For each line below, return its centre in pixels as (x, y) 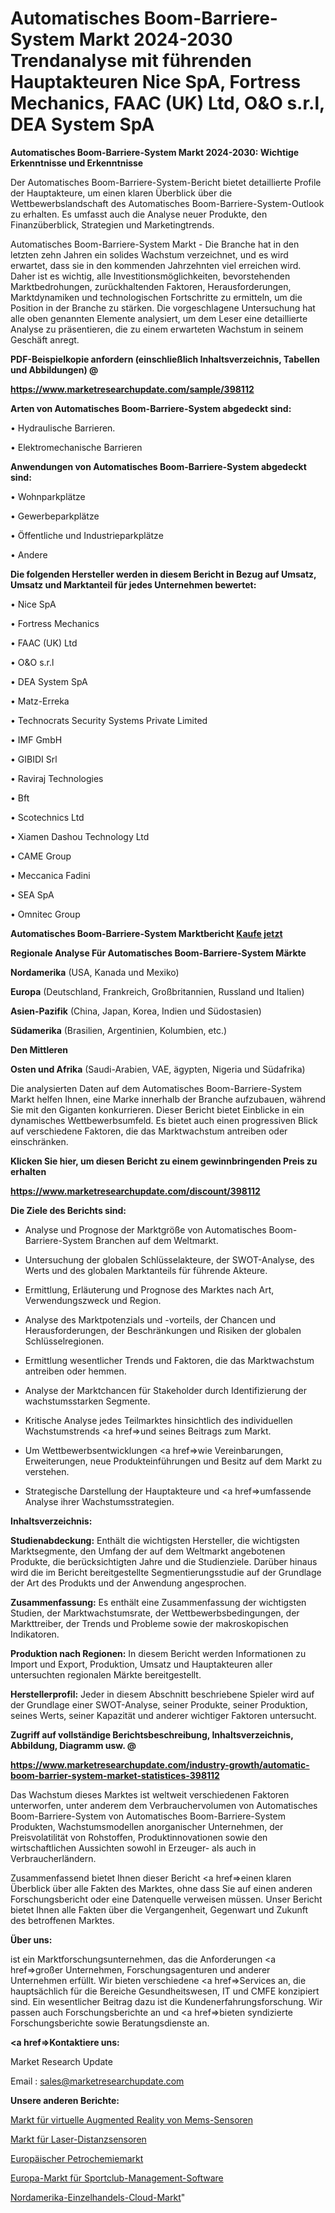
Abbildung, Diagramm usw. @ (73, 1745)
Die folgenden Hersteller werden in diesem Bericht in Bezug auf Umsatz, (163, 574)
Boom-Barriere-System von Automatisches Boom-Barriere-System (148, 1816)
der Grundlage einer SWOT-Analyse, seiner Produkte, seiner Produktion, (159, 1704)
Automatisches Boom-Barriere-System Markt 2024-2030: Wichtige (155, 152)
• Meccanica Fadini (50, 875)
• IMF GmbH (36, 739)
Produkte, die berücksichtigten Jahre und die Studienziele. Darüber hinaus (164, 1561)
